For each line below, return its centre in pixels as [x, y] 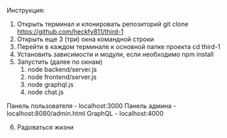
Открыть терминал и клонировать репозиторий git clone [103, 24]
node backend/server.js [62, 69]
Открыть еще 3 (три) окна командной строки [85, 39]
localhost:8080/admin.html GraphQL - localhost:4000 [85, 113]
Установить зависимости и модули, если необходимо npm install [115, 54]
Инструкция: [26, 10]
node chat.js [46, 92]
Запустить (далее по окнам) [60, 62]
